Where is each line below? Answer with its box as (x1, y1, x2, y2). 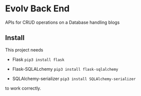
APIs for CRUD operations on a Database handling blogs (5, 19, 120, 25)
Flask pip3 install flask (12, 56, 65, 62)
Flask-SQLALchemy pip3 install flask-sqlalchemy (12, 66, 119, 72)
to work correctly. (5, 85, 41, 91)
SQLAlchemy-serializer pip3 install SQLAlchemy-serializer (12, 75, 136, 82)
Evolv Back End (5, 3, 70, 14)
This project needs (5, 47, 44, 52)
